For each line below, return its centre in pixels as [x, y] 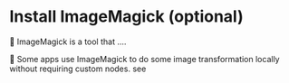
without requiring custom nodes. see [78, 69]
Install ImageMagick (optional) [127, 17]
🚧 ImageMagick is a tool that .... [68, 41]
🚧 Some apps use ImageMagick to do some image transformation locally [144, 59]
